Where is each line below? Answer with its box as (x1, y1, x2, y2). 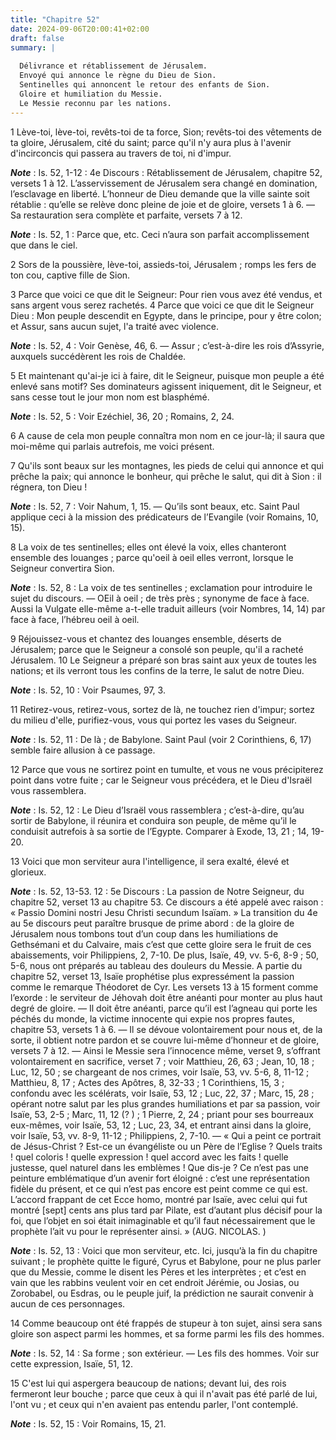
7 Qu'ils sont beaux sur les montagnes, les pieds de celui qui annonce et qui (10, 459, 324, 471)
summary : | (10, 42, 56, 53)
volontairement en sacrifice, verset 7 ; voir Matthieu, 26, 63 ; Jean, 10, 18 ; (10, 1055, 315, 1067)
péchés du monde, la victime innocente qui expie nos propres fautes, (10, 1012, 295, 1025)
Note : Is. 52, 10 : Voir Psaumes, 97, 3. (10, 684, 166, 696)
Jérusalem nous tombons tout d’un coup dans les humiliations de (10, 927, 279, 940)
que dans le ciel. (10, 239, 78, 251)
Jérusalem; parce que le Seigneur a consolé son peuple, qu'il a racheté (10, 643, 304, 655)
